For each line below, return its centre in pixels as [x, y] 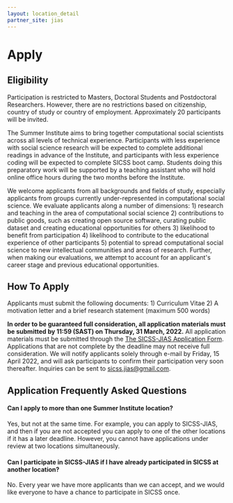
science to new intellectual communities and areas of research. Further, [110, 250]
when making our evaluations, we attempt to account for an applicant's [109, 257]
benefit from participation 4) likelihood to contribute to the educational [108, 235]
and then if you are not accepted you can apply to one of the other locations [116, 431]
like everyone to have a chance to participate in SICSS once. [94, 493]
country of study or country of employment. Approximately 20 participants [114, 111]
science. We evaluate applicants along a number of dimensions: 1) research [115, 206]
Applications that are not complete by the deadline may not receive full [109, 346]
